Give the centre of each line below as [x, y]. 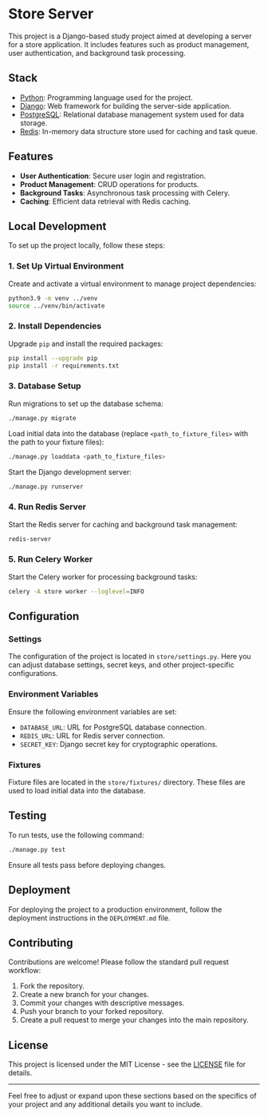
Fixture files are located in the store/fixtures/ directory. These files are [127, 782]
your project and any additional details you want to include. [105, 1104]
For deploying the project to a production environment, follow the [115, 909]
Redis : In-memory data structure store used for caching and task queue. [138, 131]
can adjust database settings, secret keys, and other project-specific [121, 665]
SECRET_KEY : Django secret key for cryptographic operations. [118, 744]
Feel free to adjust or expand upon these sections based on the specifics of [132, 1096]
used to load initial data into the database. [77, 791]
